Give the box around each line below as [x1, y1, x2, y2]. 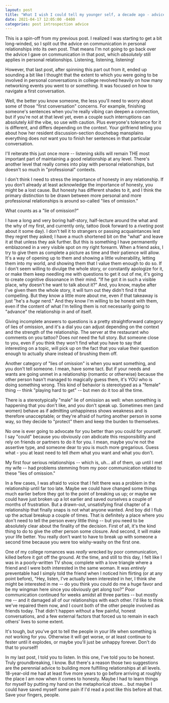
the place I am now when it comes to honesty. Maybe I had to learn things [5, 676, 158, 682]
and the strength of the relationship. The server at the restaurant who [5, 329, 149, 335]
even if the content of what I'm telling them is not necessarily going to [5, 304, 150, 310]
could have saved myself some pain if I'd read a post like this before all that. [5, 686, 162, 692]
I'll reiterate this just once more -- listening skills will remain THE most [5, 150, 150, 157]
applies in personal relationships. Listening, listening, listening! [5, 57, 135, 63]
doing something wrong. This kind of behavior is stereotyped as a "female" [5, 382, 161, 388]
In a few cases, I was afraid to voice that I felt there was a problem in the [5, 480, 155, 486]
